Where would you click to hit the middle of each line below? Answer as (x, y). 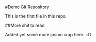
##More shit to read (25, 25)
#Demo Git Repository (27, 7)
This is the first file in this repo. (36, 16)
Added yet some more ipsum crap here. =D (48, 35)
